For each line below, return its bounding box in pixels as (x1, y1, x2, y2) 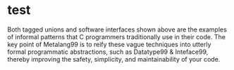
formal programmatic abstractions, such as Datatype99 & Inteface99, (7, 48, 209, 56)
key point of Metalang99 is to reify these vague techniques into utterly (7, 40, 211, 48)
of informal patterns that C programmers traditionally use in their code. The (7, 32, 226, 41)
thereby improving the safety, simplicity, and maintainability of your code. (7, 55, 221, 63)
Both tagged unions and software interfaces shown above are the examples (7, 25, 227, 34)
